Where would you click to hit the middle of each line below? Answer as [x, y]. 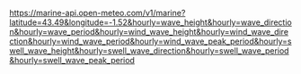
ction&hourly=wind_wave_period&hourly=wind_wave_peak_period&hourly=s [150, 41]
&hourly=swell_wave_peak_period [72, 60]
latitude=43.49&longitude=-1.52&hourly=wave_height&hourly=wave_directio [150, 22]
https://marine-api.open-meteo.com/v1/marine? [97, 13]
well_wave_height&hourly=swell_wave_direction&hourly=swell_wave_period [149, 51]
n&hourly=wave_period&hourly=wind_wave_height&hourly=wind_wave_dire [149, 32]
